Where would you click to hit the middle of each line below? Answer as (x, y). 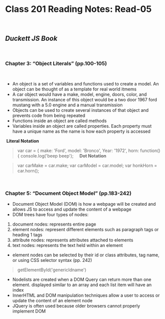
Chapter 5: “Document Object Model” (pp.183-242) (68, 193)
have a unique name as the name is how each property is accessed (81, 131)
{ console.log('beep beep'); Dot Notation (62, 156)
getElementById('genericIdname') (52, 270)
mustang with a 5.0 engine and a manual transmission (67, 105)
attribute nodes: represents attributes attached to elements (73, 240)
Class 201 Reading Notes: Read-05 (79, 9)
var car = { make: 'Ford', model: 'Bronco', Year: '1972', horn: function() (89, 151)
